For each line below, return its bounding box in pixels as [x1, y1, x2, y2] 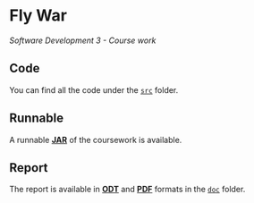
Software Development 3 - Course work [9, 35, 157, 46]
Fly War [9, 5, 67, 26]
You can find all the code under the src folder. [9, 84, 179, 95]
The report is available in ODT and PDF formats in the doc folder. [9, 184, 246, 195]
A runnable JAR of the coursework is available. [9, 134, 182, 145]
